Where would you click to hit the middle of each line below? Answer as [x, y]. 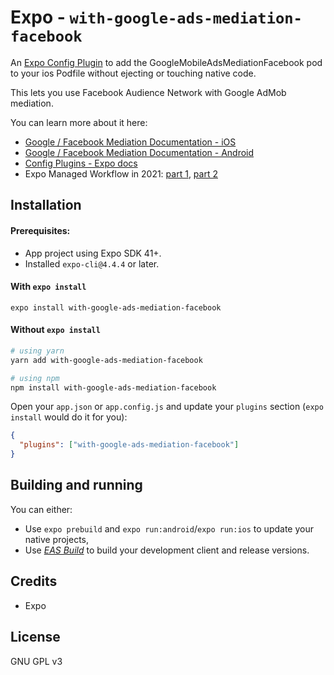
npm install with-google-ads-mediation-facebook [113, 387]
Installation [46, 205]
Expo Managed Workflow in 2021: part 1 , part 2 [121, 173]
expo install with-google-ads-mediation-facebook [116, 307]
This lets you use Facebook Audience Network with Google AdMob [148, 92]
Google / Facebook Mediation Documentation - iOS [130, 142]
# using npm [35, 378]
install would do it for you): [69, 417]
